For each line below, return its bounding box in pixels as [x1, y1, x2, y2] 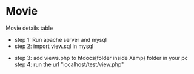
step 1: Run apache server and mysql [14, 36, 107, 43]
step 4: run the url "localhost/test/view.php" [14, 61, 124, 68]
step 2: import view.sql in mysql [14, 42, 94, 50]
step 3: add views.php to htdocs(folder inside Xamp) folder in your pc [14, 54, 189, 61]
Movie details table [5, 24, 53, 32]
